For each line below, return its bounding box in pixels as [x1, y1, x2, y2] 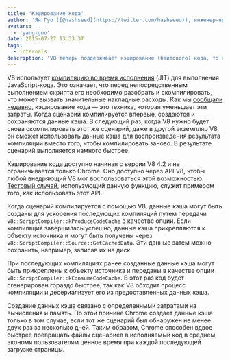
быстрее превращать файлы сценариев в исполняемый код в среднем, [7, 331, 218, 339]
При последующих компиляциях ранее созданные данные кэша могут [7, 259, 215, 267]
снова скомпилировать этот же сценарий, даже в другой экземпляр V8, [7, 124, 220, 132]
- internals [13, 49, 48, 56]
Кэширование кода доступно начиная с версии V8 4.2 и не [7, 159, 180, 168]
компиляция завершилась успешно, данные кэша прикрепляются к [7, 224, 205, 232]
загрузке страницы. [7, 345, 65, 353]
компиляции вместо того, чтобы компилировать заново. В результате [7, 139, 212, 147]
